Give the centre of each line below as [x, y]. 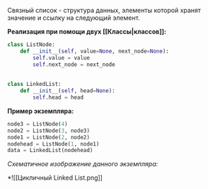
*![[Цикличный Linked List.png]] [55, 178]
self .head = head [58, 97]
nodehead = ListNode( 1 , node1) [53, 144]
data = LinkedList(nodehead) [50, 151]
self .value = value [62, 58]
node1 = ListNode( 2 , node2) [49, 137]
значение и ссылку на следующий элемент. [74, 18]
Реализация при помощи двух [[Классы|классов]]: [87, 32]
